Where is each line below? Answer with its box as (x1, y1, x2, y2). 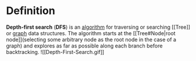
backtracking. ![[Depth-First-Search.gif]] (6, 48, 104, 55)
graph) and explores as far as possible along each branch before (6, 42, 163, 49)
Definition (6, 4, 56, 18)
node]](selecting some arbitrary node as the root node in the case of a (6, 36, 177, 43)
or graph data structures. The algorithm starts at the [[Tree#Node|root (6, 29, 176, 36)
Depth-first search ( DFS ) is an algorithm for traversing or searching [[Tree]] (6, 23, 191, 30)
